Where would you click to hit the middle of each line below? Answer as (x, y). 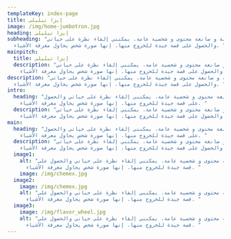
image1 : (24, 155)
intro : (16, 90)
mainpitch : (23, 52)
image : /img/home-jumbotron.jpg (53, 26)
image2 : (24, 180)
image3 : (24, 206)
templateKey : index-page (43, 13)
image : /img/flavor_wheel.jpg (63, 212)
